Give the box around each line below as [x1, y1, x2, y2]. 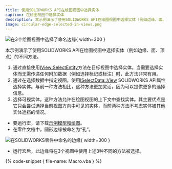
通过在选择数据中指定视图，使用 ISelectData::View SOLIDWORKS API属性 [12, 77, 166, 83]
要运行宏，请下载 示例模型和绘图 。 [12, 120, 85, 126]
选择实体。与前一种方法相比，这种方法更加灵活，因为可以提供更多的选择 [12, 84, 165, 90]
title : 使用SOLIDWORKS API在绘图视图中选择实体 [5, 7, 100, 13]
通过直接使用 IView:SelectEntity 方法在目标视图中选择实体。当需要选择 [12, 64, 159, 70]
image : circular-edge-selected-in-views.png [5, 21, 102, 27]
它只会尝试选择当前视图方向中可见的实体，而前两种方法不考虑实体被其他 [12, 103, 165, 109]
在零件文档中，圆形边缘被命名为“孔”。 [12, 126, 94, 133]
